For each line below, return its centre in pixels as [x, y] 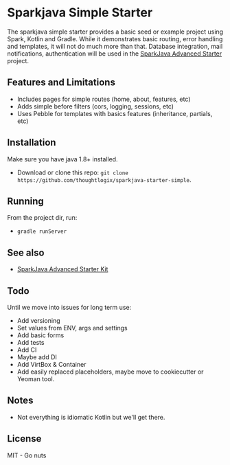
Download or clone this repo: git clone [72, 172]
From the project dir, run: [42, 218]
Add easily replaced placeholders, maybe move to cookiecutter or [110, 372]
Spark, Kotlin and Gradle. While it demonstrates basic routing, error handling [115, 38]
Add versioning [38, 320]
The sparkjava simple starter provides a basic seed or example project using [115, 32]
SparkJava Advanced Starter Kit [62, 269]
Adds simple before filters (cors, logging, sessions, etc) [95, 106]
